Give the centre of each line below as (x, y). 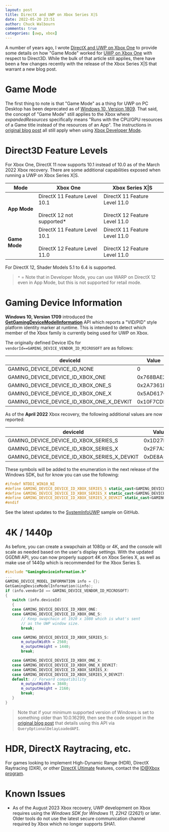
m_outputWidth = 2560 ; (45, 642)
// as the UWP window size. (50, 623)
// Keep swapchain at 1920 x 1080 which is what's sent (81, 619)
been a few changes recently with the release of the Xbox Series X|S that (81, 64)
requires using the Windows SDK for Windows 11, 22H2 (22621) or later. (87, 813)
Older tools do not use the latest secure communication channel (79, 818)
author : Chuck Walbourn (30, 24)
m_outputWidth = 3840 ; (45, 684)
